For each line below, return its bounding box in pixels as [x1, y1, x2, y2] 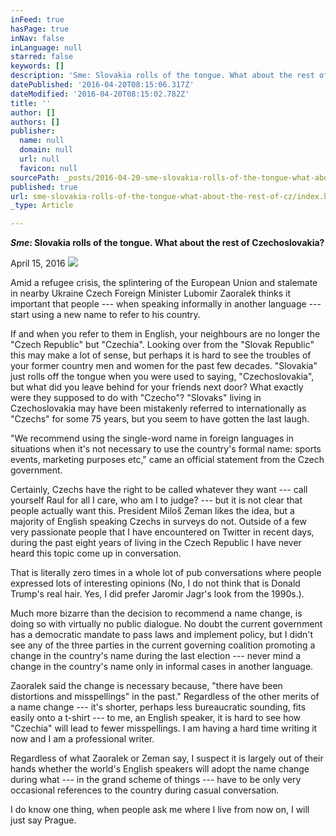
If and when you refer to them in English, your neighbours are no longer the [10, 328, 321, 340]
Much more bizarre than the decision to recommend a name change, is [10, 607, 303, 620]
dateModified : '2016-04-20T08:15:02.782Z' [10, 89, 190, 99]
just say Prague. [10, 814, 77, 826]
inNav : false [10, 33, 65, 43]
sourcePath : [10, 172, 60, 183]
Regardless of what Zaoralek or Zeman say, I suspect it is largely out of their [10, 752, 324, 765]
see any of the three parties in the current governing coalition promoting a [10, 639, 316, 651]
